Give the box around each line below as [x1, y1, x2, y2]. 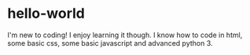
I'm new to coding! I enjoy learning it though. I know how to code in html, [7, 30, 243, 40]
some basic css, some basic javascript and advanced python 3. [7, 38, 213, 47]
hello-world [7, 5, 86, 22]
